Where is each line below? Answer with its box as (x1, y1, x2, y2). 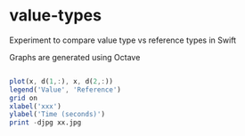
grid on (9, 93, 38, 102)
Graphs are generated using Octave (9, 52, 141, 62)
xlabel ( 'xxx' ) (9, 101, 62, 111)
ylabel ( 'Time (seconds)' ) (9, 110, 105, 119)
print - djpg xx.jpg (9, 118, 82, 127)
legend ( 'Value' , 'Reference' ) (9, 85, 122, 94)
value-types (9, 5, 102, 26)
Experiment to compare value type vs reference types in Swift (9, 35, 237, 45)
